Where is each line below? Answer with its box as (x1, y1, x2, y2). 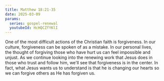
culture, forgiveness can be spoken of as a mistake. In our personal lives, (5, 44, 153, 50)
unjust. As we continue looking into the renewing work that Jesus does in (5, 54, 153, 60)
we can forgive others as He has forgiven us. (5, 70, 95, 76)
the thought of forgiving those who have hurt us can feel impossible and (5, 50, 151, 55)
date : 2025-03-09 (5, 12, 41, 17)
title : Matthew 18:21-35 (5, 7, 56, 12)
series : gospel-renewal (9, 21, 58, 26)
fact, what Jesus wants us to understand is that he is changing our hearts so (5, 65, 160, 71)
